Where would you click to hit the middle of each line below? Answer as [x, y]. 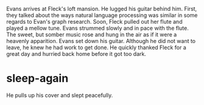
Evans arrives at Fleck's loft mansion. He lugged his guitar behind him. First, [102, 9]
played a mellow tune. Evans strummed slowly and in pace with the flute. [97, 28]
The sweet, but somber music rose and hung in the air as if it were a [92, 35]
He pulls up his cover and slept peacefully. [60, 95]
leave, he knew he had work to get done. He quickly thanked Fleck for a [97, 47]
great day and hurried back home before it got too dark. [76, 54]
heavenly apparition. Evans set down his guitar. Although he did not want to [101, 41]
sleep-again [37, 79]
